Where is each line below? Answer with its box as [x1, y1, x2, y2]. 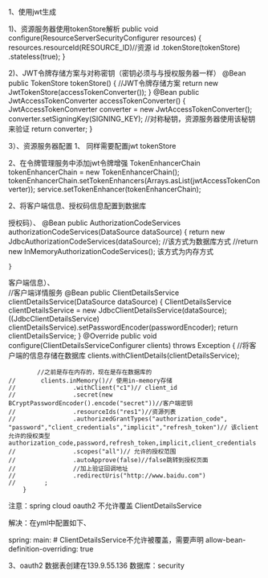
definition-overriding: [8, 544, 79, 553]
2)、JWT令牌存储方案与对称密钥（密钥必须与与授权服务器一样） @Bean [8, 68, 246, 78]
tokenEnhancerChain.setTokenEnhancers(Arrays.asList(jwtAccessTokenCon [8, 176, 261, 185]
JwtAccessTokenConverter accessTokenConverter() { [8, 96, 186, 105]
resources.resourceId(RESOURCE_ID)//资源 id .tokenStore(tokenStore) [8, 43, 241, 52]
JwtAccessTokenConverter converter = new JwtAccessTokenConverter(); [8, 105, 253, 114]
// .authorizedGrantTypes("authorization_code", [8, 415, 228, 423]
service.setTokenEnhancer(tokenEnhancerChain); [37, 184, 201, 194]
